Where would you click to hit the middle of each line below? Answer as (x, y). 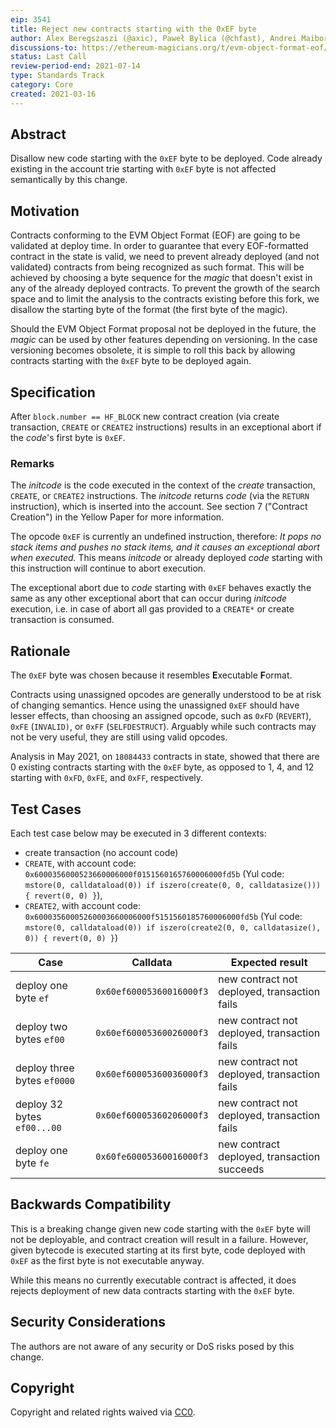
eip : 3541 (31, 19)
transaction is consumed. (62, 620)
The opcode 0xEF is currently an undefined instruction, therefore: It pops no (166, 537)
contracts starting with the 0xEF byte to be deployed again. (131, 361)
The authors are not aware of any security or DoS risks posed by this (152, 1346)
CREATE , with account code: (80, 863)
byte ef (32, 998)
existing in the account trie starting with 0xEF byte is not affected (143, 169)
